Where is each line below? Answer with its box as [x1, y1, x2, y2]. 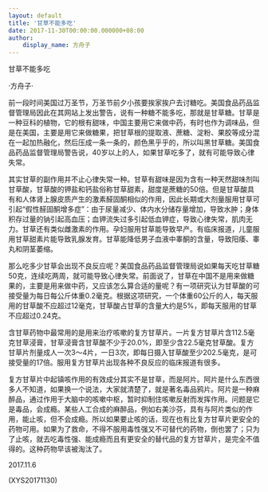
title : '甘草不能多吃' [8, 19, 77, 27]
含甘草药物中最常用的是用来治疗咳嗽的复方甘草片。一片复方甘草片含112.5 [8, 328, 249, 338]
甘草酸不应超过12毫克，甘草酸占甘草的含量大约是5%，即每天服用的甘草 [22, 301, 258, 310]
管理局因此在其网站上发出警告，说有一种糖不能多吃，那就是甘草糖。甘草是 [14, 108, 260, 118]
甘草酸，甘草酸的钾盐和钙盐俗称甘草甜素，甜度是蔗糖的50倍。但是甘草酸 [8, 185, 248, 194]
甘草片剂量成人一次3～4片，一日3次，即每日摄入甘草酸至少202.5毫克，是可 [8, 348, 258, 357]
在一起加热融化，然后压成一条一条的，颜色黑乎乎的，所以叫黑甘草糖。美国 [8, 138, 253, 147]
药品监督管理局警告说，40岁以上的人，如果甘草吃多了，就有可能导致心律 [14, 148, 255, 158]
